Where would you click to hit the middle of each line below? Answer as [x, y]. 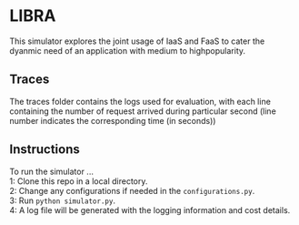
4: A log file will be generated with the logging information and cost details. [150, 210]
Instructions [45, 150]
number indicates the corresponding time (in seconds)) [113, 120]
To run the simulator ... [51, 171]
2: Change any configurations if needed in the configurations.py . [132, 190]
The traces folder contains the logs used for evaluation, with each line [140, 101]
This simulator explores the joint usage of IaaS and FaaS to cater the [137, 41]
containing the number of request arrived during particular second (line [143, 111]
